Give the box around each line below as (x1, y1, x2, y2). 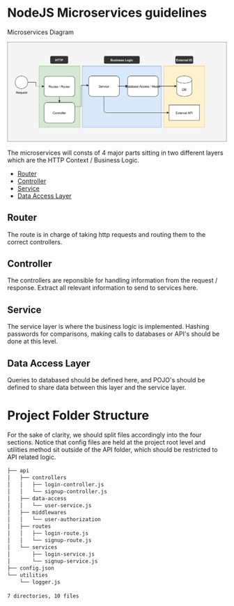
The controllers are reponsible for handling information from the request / (7, 277, 218, 285)
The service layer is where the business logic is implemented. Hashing (7, 323, 210, 331)
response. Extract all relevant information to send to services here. (7, 283, 198, 292)
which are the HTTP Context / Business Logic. (7, 155, 139, 164)
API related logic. (7, 453, 56, 461)
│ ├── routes (7, 522, 52, 530)
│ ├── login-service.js (7, 550, 95, 558)
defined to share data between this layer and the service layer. (7, 383, 187, 391)
